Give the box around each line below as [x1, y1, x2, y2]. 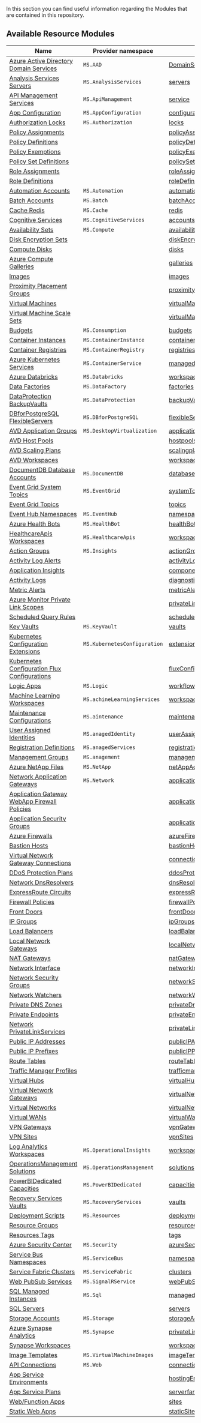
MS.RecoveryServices [83, 1199, 142, 1205]
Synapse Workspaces [9, 1341, 71, 1349]
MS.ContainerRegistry [83, 346, 145, 353]
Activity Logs [9, 576, 46, 584]
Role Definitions [9, 176, 54, 185]
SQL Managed [9, 1287, 50, 1295]
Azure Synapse [9, 1323, 52, 1332]
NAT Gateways [9, 954, 51, 962]
